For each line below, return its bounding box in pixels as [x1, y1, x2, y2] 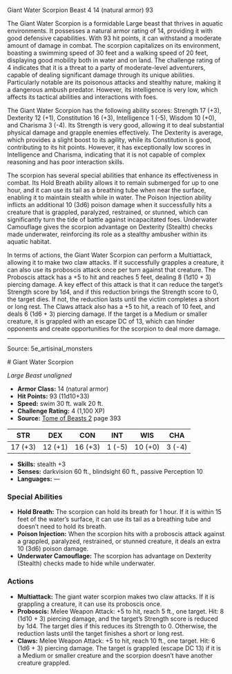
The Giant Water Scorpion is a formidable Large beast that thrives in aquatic [7, 19, 223, 27]
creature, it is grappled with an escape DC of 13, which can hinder [7, 317, 195, 325]
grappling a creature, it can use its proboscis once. [17, 599, 162, 608]
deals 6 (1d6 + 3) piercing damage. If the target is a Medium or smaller [7, 310, 208, 318]
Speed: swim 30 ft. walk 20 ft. [17, 400, 104, 407]
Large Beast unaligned [7, 371, 72, 380]
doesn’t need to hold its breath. [17, 522, 106, 531]
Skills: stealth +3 [17, 460, 66, 468]
